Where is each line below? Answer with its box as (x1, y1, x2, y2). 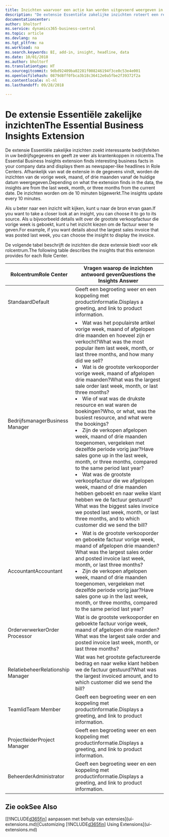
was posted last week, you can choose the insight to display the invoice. (5, 232, 155, 238)
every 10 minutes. (5, 195, 42, 201)
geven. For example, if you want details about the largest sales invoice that (5, 226, 159, 232)
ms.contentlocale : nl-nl (5, 78, 57, 83)
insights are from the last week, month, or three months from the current (5, 184, 155, 191)
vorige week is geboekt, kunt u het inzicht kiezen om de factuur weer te (5, 221, 154, 227)
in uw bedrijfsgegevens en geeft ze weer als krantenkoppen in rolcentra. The (5, 152, 163, 158)
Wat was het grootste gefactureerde (75, 653, 161, 660)
